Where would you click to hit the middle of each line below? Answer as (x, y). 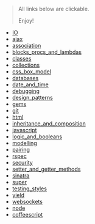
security (23, 162)
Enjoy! (26, 21)
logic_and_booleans (37, 136)
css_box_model (32, 72)
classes (22, 58)
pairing (21, 150)
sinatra (21, 176)
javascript (24, 130)
